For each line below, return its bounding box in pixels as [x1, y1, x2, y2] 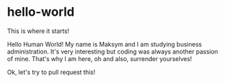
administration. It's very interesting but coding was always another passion [7, 47, 219, 56]
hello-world [7, 4, 75, 20]
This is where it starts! [7, 27, 70, 35]
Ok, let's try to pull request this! [7, 68, 96, 76]
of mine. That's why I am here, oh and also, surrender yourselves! [7, 54, 193, 62]
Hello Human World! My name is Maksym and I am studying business [7, 40, 202, 48]
